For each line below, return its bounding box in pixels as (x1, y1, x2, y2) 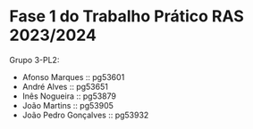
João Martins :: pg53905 (21, 100, 114, 110)
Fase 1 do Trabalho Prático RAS (9, 6, 244, 27)
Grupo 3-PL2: (9, 54, 60, 65)
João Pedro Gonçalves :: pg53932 (21, 109, 149, 120)
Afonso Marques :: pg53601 (21, 71, 125, 82)
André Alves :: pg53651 (21, 81, 109, 92)
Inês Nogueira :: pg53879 (21, 91, 116, 101)
